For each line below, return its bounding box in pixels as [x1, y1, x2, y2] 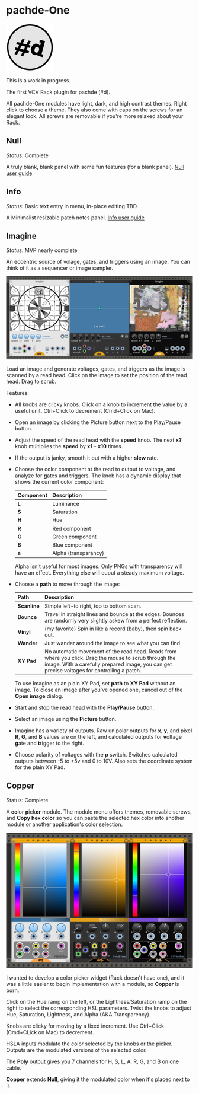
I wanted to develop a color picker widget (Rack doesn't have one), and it [6, 974, 185, 981]
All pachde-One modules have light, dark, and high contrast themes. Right [6, 100, 187, 107]
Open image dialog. [14, 693, 63, 700]
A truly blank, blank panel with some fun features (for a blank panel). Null [6, 163, 185, 170]
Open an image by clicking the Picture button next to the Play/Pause [14, 419, 181, 426]
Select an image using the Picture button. [14, 716, 117, 723]
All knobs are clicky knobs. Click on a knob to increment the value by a [14, 401, 188, 408]
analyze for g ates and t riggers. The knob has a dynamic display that [14, 472, 182, 479]
